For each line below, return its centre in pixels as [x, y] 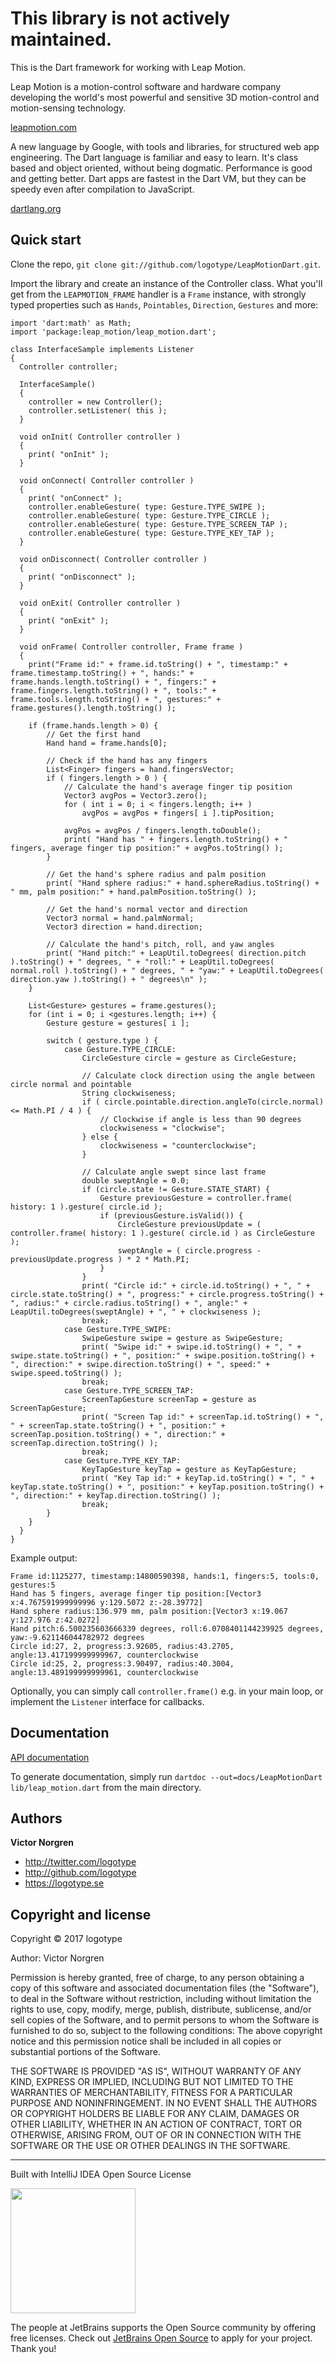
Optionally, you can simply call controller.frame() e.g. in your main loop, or [167, 1691]
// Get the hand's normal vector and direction [147, 909]
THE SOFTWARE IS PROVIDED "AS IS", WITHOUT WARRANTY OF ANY [156, 2071]
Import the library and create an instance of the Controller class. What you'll [166, 283]
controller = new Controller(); [95, 402]
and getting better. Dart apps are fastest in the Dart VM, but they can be [158, 178]
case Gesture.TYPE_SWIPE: [117, 1329]
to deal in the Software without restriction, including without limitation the [161, 1999]
